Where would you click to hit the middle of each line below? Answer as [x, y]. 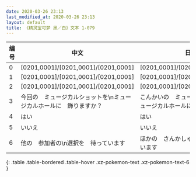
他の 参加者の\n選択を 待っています [73, 143]
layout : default [26, 22]
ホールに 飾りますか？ [71, 106]
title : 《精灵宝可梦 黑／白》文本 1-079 [50, 28]
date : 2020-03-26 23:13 [35, 11]
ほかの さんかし [163, 139]
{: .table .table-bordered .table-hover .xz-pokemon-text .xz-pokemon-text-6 [98, 162]
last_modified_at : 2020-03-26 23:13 [50, 17]
